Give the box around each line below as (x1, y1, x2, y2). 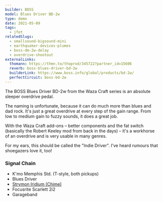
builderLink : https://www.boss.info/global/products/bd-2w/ (9, 71, 134, 75)
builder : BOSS (5, 7, 34, 12)
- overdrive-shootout (9, 52, 54, 57)
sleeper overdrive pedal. (5, 93, 54, 99)
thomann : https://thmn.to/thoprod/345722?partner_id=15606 (9, 61, 132, 66)
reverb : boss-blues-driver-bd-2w (9, 66, 78, 71)
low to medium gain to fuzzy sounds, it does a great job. (5, 113, 118, 119)
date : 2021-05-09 (5, 20, 41, 26)
